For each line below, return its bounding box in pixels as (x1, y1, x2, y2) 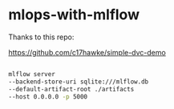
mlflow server (8, 70, 56, 78)
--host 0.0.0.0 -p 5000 (8, 92, 88, 101)
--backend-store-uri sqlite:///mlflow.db (8, 78, 149, 86)
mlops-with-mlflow (8, 6, 140, 24)
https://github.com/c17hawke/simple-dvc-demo (8, 47, 166, 57)
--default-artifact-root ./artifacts (8, 85, 135, 93)
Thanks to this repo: (8, 32, 75, 42)
